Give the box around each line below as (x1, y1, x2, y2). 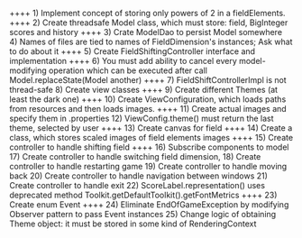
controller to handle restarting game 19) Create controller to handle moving (9, 161, 288, 171)
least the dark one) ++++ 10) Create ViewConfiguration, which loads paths (9, 94, 287, 105)
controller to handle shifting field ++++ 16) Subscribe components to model (9, 142, 289, 152)
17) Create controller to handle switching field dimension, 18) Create (9, 151, 261, 161)
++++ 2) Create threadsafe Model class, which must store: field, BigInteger (9, 17, 288, 28)
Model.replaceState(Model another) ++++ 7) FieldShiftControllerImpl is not (9, 75, 287, 85)
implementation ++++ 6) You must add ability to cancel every (9, 56, 237, 66)
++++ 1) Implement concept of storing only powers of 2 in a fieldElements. (9, 8, 286, 18)
